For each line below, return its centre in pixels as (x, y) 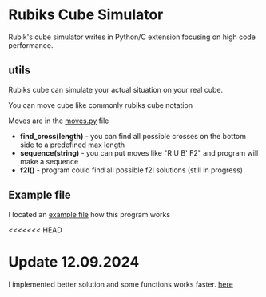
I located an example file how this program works (89, 214)
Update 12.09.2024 (74, 262)
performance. (31, 45)
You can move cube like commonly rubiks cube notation (101, 105)
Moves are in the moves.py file (59, 121)
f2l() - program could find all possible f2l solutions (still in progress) (131, 170)
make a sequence (49, 161)
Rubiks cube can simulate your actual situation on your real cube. (116, 89)
